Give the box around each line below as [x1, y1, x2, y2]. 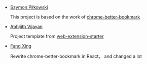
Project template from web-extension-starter [10, 33, 104, 39]
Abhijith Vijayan [10, 23, 43, 29]
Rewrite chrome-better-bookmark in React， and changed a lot [10, 53, 142, 59]
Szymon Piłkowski [10, 4, 48, 10]
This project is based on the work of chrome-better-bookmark [10, 14, 140, 19]
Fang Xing [10, 43, 32, 49]
